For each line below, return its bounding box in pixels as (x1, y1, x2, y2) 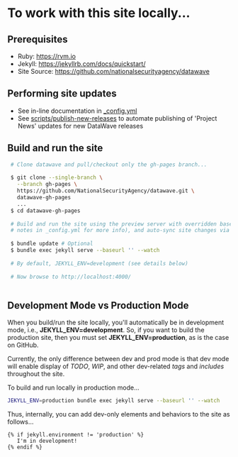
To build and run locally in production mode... (7, 383, 140, 392)
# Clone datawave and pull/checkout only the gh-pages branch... (10, 161, 208, 168)
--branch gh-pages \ (16, 181, 78, 188)
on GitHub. (7, 341, 39, 349)
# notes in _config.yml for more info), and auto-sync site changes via (10, 227, 230, 234)
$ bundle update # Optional (10, 240, 93, 248)
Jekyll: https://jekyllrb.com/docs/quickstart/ (17, 60, 146, 68)
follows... (7, 417, 34, 426)
